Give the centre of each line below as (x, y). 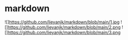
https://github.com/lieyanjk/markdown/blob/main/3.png (64, 32)
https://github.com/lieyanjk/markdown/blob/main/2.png (64, 27)
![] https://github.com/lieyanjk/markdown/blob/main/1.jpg (62, 22)
